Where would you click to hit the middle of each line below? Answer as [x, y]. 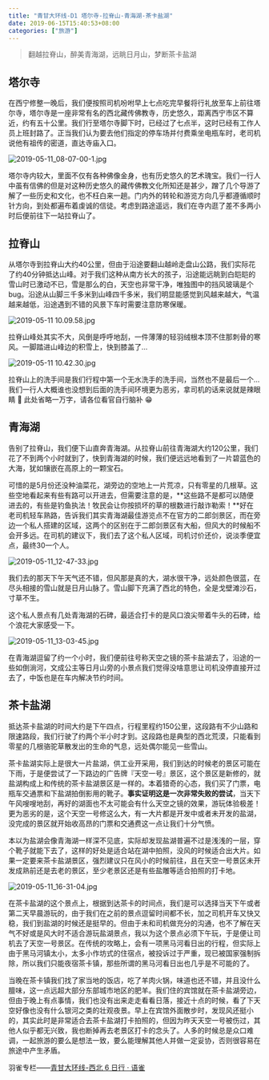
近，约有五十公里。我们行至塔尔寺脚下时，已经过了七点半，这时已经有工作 [131, 123]
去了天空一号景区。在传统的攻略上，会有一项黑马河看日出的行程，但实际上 [138, 943]
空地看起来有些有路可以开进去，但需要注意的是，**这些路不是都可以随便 [134, 495]
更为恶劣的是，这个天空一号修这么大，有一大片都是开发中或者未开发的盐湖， [134, 813]
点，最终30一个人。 [41, 545]
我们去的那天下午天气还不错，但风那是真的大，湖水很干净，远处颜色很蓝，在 [134, 577]
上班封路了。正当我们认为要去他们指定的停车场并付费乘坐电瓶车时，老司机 [138, 133]
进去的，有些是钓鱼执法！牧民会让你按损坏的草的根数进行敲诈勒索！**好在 [131, 505]
